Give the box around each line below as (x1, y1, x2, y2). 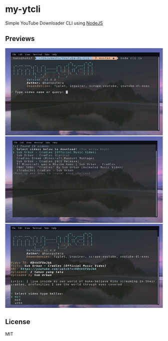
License (5, 317, 30, 326)
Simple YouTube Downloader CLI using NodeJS (5, 20, 103, 26)
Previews (5, 34, 35, 43)
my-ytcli (5, 3, 41, 15)
